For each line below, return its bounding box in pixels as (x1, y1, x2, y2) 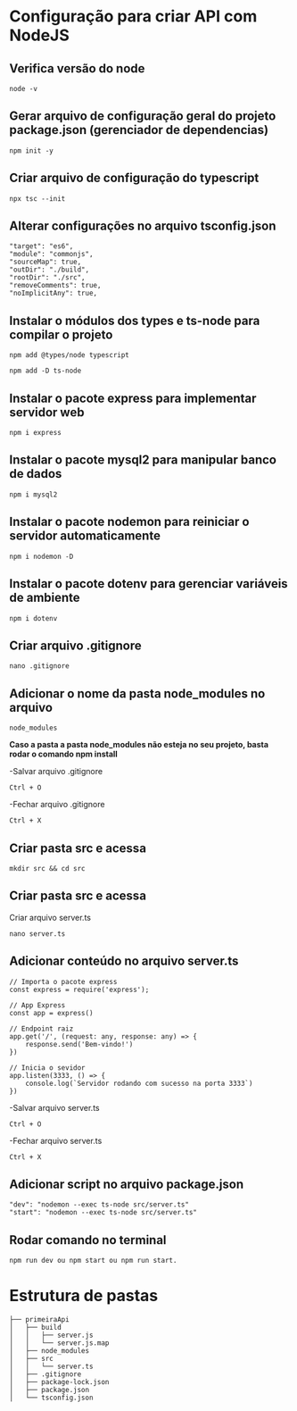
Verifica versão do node (9, 61, 145, 76)
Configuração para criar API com (9, 6, 258, 27)
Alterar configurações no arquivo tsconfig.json (9, 219, 276, 234)
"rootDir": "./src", (9, 273, 87, 282)
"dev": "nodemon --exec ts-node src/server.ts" (9, 1200, 190, 1209)
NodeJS (9, 25, 70, 46)
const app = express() (9, 1008, 94, 1017)
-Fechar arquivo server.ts (9, 1135, 103, 1146)
